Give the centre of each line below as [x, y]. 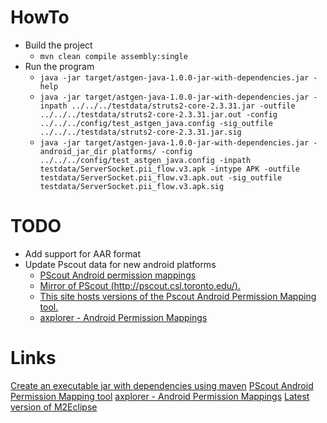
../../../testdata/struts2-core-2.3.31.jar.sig [140, 132]
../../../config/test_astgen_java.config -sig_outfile [156, 123]
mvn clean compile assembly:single [113, 56]
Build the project [58, 45]
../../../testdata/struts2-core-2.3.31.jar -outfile [183, 106]
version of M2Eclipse [54, 407]
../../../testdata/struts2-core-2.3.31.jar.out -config [158, 114]
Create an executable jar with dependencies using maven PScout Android [162, 385]
